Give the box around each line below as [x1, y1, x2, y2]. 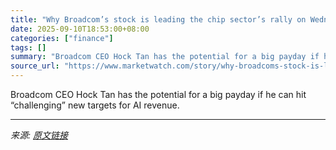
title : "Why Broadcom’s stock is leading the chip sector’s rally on [10, 14, 307, 25]
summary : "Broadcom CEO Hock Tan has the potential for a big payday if [10, 52, 320, 62]
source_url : [10, 61, 60, 71]
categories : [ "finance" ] [10, 33, 114, 43]
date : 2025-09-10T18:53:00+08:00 [10, 24, 150, 34]
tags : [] [10, 42, 47, 53]
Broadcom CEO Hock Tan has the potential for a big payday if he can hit [10, 89, 307, 100]
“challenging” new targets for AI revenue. [10, 99, 180, 111]
